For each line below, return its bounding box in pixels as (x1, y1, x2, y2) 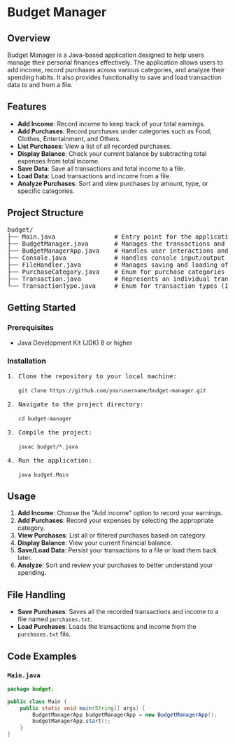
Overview (7, 32, 51, 44)
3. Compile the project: (7, 428, 92, 436)
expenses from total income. (17, 157, 100, 165)
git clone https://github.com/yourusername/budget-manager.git (18, 387, 206, 394)
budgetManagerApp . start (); (32, 717, 111, 725)
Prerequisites (7, 322, 54, 332)
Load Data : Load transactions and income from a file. (17, 171, 171, 180)
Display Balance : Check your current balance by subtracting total (17, 149, 207, 158)
